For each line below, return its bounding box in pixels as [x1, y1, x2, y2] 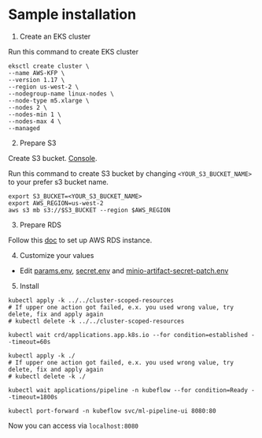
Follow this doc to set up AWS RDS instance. [8, 235, 153, 245]
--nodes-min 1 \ [8, 110, 61, 118]
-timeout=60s [8, 338, 51, 346]
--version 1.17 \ [8, 76, 65, 84]
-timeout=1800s [8, 393, 58, 401]
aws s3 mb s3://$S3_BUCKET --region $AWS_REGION [8, 206, 171, 214]
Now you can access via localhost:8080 [8, 421, 139, 430]
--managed [8, 124, 41, 132]
